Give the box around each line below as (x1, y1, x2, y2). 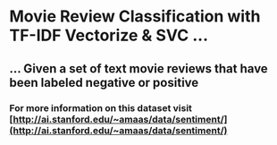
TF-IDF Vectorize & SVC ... (9, 25, 208, 46)
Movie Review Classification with (9, 6, 261, 27)
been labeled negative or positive (9, 74, 199, 90)
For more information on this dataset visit (9, 101, 192, 114)
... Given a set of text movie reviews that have (9, 61, 268, 76)
